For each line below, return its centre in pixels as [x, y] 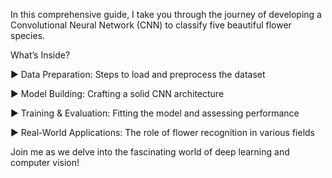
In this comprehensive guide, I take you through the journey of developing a [166, 14]
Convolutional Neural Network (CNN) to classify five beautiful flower [151, 25]
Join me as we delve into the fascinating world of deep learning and [150, 152]
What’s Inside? [40, 55]
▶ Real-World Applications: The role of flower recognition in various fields [162, 132]
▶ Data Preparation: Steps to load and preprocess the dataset [138, 74]
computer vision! [45, 162]
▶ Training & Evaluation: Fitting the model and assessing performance [155, 113]
